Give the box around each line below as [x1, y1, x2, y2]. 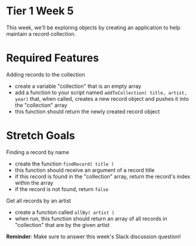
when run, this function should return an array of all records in [14, 215, 168, 222]
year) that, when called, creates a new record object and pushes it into [14, 95, 189, 102]
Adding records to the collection [6, 70, 85, 78]
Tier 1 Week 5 [6, 4, 74, 18]
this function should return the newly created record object [14, 107, 160, 115]
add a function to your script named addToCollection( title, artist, [14, 88, 188, 96]
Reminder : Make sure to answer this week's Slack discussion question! [6, 233, 181, 240]
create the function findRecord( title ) [14, 160, 114, 167]
